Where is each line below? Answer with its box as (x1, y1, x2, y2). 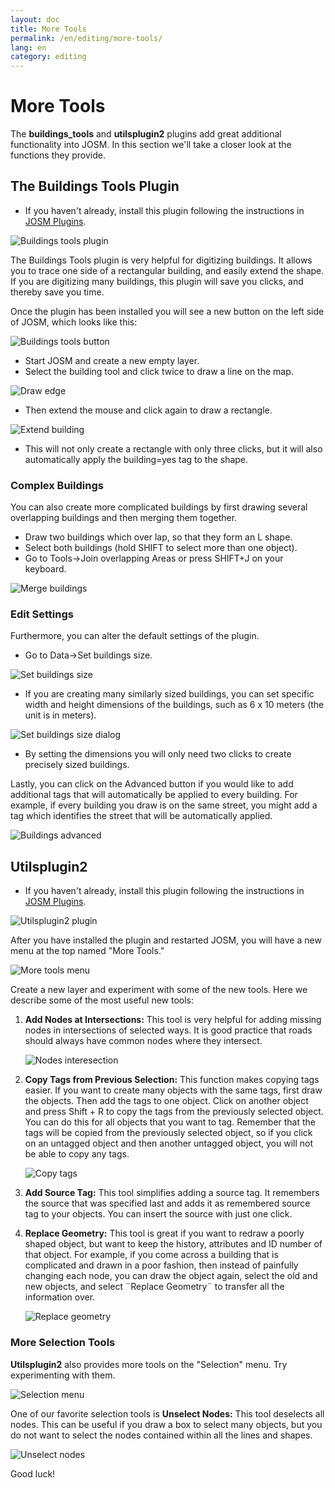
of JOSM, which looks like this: (10, 316, 138, 328)
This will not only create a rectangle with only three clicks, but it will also (24, 442, 323, 455)
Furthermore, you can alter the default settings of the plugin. (10, 630, 260, 642)
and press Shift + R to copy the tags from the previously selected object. (24, 1106, 324, 1118)
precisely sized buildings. (24, 759, 130, 771)
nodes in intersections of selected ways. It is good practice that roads (24, 1024, 313, 1036)
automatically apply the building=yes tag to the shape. (24, 453, 249, 465)
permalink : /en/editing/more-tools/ (10, 33, 163, 43)
